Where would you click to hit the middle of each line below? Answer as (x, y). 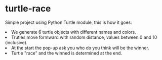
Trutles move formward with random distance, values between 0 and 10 (84, 37)
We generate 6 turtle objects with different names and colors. (74, 32)
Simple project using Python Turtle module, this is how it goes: (69, 22)
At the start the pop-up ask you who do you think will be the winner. (81, 48)
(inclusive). (16, 42)
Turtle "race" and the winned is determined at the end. (67, 53)
